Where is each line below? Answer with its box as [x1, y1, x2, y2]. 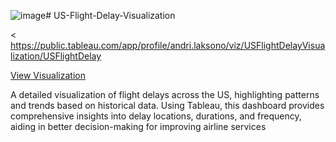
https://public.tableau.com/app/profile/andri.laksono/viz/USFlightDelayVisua [10, 40, 326, 51]
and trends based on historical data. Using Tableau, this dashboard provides [10, 100, 325, 111]
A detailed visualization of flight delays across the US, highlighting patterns [10, 89, 320, 100]
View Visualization [10, 70, 86, 81]
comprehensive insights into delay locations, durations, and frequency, [10, 110, 302, 122]
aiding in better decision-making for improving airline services [10, 121, 267, 132]
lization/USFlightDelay [10, 50, 102, 62]
